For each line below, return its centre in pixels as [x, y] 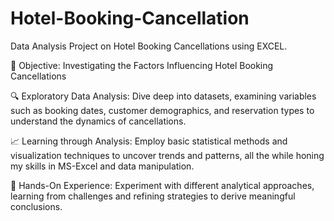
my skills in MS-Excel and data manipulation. [102, 166]
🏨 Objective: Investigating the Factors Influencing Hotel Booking [142, 65]
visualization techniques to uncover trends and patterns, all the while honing [167, 155]
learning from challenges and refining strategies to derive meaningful [153, 196]
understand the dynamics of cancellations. [98, 121]
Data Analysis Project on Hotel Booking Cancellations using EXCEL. [149, 46]
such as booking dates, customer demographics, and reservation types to [162, 110]
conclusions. [36, 206]
